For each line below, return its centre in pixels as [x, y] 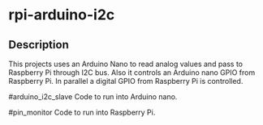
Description [39, 45]
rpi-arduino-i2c [62, 15]
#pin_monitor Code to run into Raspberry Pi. [82, 112]
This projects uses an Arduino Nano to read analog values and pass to [126, 64]
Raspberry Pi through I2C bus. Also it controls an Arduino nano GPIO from [132, 73]
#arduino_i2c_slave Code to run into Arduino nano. [93, 97]
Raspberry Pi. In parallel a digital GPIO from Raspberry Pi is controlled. [126, 81]
